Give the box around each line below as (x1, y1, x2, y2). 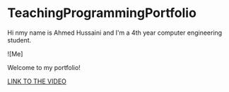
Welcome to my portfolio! (7, 63, 81, 71)
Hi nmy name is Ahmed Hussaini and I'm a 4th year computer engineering (7, 28, 223, 37)
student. (7, 35, 32, 44)
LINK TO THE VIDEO (7, 76, 67, 86)
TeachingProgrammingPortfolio (7, 5, 196, 21)
